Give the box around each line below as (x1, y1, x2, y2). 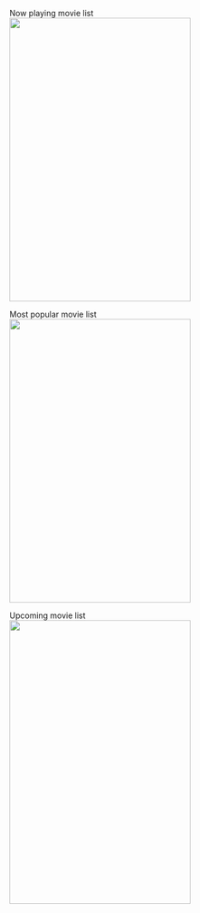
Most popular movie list (9, 309, 97, 319)
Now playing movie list (9, 8, 94, 18)
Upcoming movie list (9, 610, 86, 621)
